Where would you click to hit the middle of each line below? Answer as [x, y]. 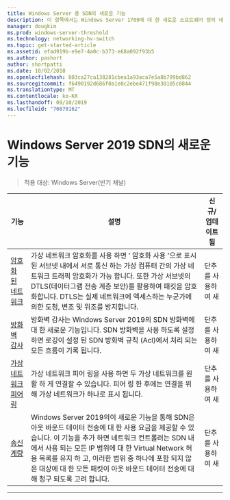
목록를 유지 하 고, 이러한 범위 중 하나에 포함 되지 [111, 458]
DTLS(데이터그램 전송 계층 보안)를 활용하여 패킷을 [106, 286]
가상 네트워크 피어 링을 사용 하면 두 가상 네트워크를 [107, 373]
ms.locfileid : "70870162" [44, 109]
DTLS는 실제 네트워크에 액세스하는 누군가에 [126, 297]
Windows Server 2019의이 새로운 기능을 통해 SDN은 [113, 417]
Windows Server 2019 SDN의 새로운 [109, 145]
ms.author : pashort [35, 58]
